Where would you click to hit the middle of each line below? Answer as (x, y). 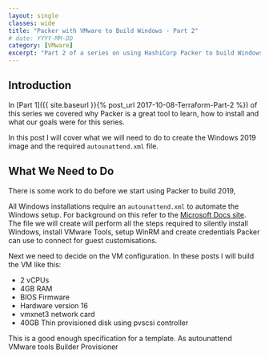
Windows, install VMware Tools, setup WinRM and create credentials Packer (134, 232)
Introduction (40, 85)
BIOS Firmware (45, 297)
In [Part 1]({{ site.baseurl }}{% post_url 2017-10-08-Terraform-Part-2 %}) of (133, 104)
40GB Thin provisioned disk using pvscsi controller (104, 323)
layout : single (34, 16)
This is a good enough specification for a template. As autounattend (120, 338)
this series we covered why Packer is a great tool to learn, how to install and (134, 113)
